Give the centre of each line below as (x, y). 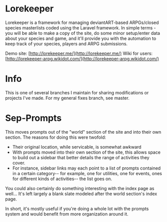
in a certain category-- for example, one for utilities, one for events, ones (87, 173)
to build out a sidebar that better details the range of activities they (81, 157)
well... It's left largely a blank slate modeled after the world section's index (81, 194)
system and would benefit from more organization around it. (67, 214)
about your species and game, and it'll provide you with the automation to (81, 38)
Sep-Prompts (33, 118)
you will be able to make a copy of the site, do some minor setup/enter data (83, 33)
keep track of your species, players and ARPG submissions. (67, 43)
